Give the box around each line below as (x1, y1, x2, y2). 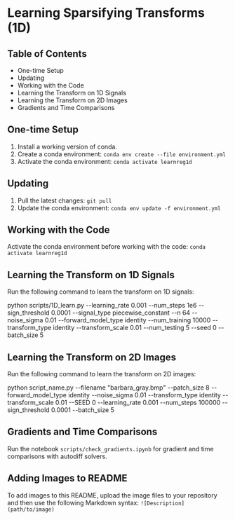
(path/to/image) (7, 506, 55, 513)
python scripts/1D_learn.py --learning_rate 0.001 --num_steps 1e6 (7, 301, 197, 310)
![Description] (140, 500, 184, 507)
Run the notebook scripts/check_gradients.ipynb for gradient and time (7, 444, 214, 453)
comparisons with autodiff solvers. (7, 452, 107, 460)
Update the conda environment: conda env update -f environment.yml (17, 203, 221, 212)
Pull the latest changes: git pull (17, 196, 112, 205)
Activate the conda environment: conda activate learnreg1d (17, 157, 193, 165)
